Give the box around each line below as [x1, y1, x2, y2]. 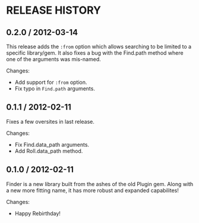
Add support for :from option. [14, 78, 87, 86]
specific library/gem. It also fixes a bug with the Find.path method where [6, 49, 184, 56]
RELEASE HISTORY [6, 4, 102, 17]
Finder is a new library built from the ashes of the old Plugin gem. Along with [6, 180, 194, 187]
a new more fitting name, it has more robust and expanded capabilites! [6, 187, 179, 194]
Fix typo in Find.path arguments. [14, 85, 95, 92]
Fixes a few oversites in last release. [6, 118, 95, 125]
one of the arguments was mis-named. [6, 56, 101, 62]
